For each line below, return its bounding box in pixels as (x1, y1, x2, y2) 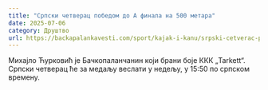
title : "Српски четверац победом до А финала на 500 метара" (8, 11, 216, 20)
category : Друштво (8, 26, 69, 34)
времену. (8, 72, 40, 82)
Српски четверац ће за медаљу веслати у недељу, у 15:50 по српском (8, 65, 250, 74)
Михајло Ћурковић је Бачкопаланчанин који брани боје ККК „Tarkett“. (8, 56, 246, 65)
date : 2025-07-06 (8, 19, 66, 27)
